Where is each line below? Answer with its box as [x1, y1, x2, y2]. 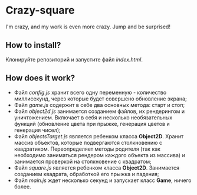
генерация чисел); [14, 126, 61, 134]
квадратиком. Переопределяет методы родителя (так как [14, 145, 160, 152]
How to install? [5, 40, 61, 50]
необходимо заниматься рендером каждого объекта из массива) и [14, 151, 185, 158]
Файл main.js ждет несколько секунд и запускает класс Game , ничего [14, 177, 192, 184]
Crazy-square [5, 4, 75, 17]
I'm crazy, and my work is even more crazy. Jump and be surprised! [5, 23, 170, 30]
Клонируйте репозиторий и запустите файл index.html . [5, 56, 143, 63]
